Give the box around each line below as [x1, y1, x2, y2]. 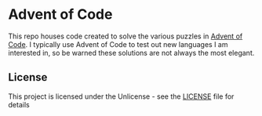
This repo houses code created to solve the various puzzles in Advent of [8, 31, 243, 41]
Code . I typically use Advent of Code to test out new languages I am [8, 39, 228, 49]
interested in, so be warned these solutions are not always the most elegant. [8, 48, 255, 57]
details [8, 100, 30, 109]
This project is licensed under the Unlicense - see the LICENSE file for [8, 92, 235, 101]
